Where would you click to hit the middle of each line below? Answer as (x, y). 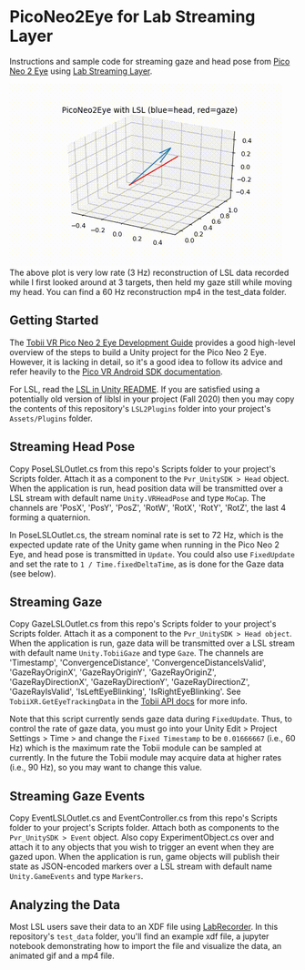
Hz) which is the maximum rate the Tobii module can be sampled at (136, 748)
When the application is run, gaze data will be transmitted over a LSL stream (152, 643)
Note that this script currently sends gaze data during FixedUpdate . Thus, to (151, 719)
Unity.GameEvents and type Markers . (76, 876)
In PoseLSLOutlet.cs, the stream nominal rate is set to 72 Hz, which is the (147, 535)
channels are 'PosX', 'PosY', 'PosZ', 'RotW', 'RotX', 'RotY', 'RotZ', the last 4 (148, 507)
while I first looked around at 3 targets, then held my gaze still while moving (151, 282)
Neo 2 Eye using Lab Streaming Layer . (81, 71)
